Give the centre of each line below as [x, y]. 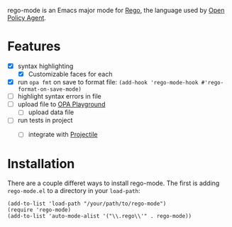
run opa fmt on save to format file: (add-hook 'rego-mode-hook [108, 82]
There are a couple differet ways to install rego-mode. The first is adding [114, 183]
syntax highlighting [45, 66]
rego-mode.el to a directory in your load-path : [74, 191]
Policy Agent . [27, 18]
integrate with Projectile [63, 135]
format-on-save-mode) [49, 89]
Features [34, 46]
